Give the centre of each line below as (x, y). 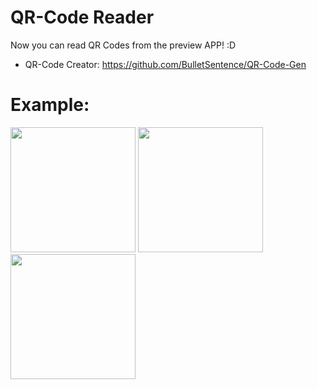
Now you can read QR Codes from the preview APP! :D (123, 45)
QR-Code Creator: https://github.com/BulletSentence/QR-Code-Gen (165, 64)
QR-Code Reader (82, 17)
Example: (50, 105)
